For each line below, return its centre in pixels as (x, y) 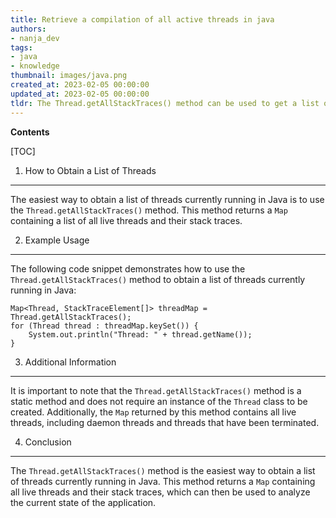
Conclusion (48, 442)
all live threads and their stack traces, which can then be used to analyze (160, 492)
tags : (21, 47)
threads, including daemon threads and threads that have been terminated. (165, 422)
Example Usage (57, 240)
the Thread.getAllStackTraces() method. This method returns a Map (149, 210)
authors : (28, 29)
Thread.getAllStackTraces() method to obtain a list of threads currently (158, 279)
